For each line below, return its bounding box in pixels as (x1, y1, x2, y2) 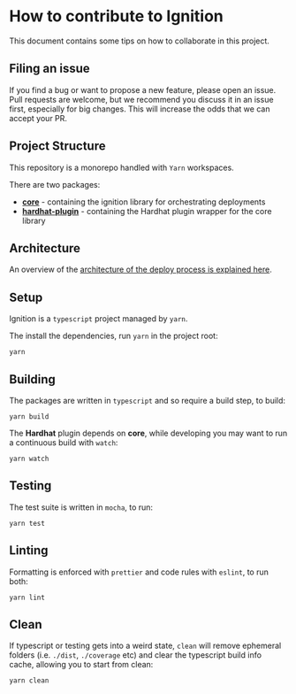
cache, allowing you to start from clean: (9, 659, 154, 670)
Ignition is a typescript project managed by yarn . (9, 313, 188, 324)
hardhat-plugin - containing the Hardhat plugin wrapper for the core (21, 205, 272, 216)
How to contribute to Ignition (9, 6, 224, 27)
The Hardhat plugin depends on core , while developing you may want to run (9, 428, 288, 438)
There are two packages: (9, 179, 101, 189)
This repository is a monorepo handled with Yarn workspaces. (9, 162, 234, 173)
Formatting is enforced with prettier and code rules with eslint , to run (9, 567, 269, 577)
